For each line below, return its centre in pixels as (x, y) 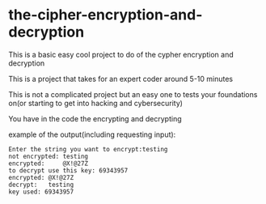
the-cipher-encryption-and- (106, 15)
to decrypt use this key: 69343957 (68, 170)
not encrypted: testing (49, 156)
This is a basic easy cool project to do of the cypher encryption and (121, 54)
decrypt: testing (41, 185)
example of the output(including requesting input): (92, 134)
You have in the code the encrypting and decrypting (95, 118)
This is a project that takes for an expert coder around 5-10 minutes (121, 79)
